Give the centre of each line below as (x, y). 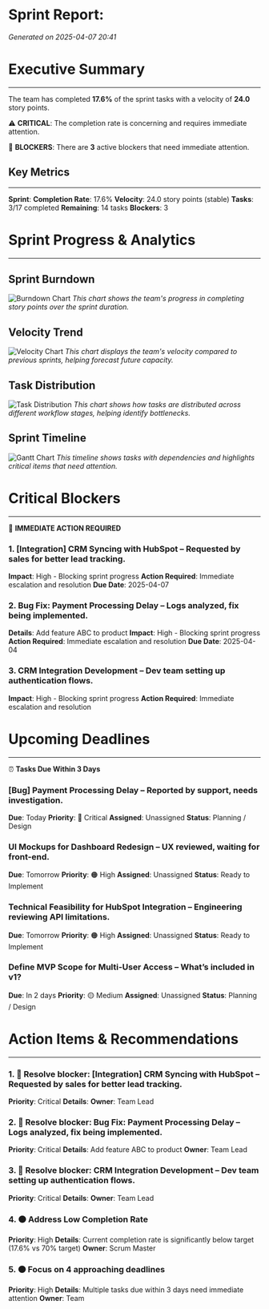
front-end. (29, 856)
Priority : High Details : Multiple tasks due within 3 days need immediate (126, 1290)
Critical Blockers (65, 499)
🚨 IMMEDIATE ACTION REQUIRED (65, 528)
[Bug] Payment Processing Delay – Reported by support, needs (133, 790)
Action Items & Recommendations (123, 1039)
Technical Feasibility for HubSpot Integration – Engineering (125, 907)
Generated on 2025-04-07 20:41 (62, 37)
